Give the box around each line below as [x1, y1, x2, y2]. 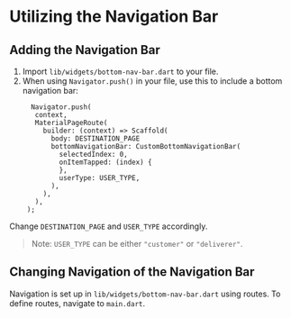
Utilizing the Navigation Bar [9, 6, 219, 27]
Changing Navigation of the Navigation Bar [9, 264, 255, 280]
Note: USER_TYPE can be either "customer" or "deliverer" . [31, 239, 243, 249]
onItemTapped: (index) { [59, 158, 152, 167]
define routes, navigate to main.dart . [9, 297, 146, 308]
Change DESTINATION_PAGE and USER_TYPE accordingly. [9, 221, 208, 232]
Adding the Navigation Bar [9, 42, 160, 58]
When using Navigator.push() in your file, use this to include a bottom [22, 76, 283, 86]
